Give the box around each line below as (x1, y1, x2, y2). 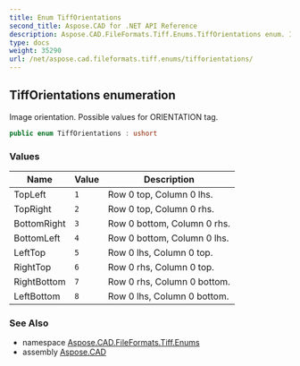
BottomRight (13, 217, 66, 229)
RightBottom (13, 275, 66, 287)
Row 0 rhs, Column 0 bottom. (107, 275, 230, 287)
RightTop (13, 260, 52, 273)
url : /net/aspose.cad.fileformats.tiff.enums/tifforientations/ (9, 55, 254, 64)
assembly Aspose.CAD (21, 346, 107, 358)
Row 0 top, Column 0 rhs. (107, 202, 214, 215)
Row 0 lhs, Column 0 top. (107, 246, 213, 259)
